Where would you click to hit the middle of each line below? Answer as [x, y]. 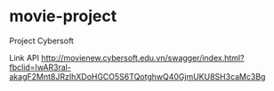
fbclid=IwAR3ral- [40, 67]
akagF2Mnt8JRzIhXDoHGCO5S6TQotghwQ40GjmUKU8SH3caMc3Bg [137, 76]
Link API [24, 57]
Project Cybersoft [41, 41]
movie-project [63, 16]
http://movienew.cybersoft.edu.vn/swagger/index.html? [143, 57]
